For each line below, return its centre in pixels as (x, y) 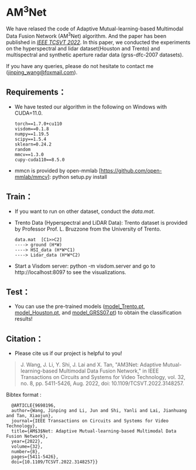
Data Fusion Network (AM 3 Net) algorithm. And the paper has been (86, 35)
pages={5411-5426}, (35, 457)
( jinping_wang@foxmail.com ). (42, 72)
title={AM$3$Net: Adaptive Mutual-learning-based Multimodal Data (94, 431)
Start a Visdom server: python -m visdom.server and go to (85, 266)
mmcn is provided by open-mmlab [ (58, 170)
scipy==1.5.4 (30, 139)
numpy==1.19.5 (32, 134)
